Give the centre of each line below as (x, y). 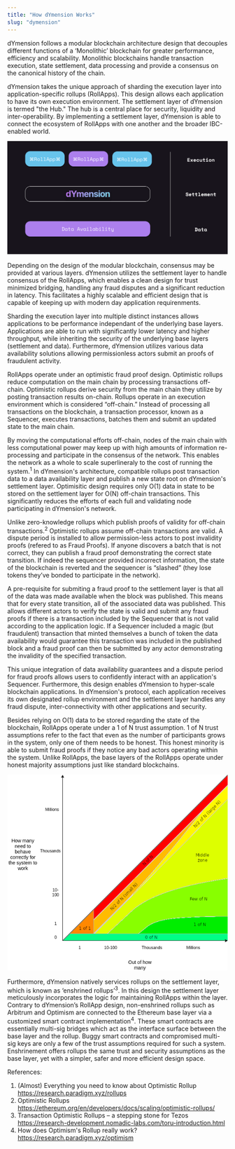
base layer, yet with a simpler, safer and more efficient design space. (106, 1059)
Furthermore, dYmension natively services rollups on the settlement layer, (114, 981)
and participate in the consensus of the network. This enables (130, 455)
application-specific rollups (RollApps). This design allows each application (115, 94)
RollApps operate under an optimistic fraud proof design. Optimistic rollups (115, 374)
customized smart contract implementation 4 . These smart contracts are (111, 1021)
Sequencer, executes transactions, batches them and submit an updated (112, 419)
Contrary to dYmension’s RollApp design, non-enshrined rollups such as (111, 1005)
